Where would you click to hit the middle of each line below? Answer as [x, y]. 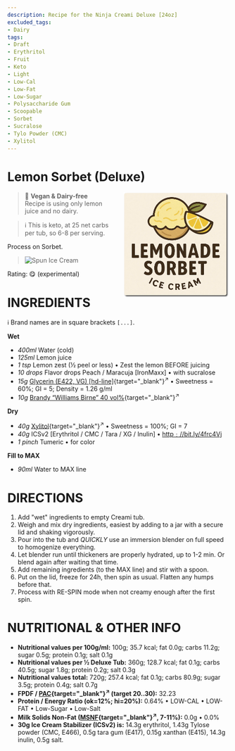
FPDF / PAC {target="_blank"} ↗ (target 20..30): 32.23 [97, 693]
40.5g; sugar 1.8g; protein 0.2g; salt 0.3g [76, 670]
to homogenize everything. [57, 547]
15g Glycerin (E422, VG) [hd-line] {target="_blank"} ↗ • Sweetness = [115, 381]
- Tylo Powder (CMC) [38, 134]
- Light [19, 74]
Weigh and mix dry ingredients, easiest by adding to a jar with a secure [120, 525]
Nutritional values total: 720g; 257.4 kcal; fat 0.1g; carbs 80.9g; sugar [119, 677]
